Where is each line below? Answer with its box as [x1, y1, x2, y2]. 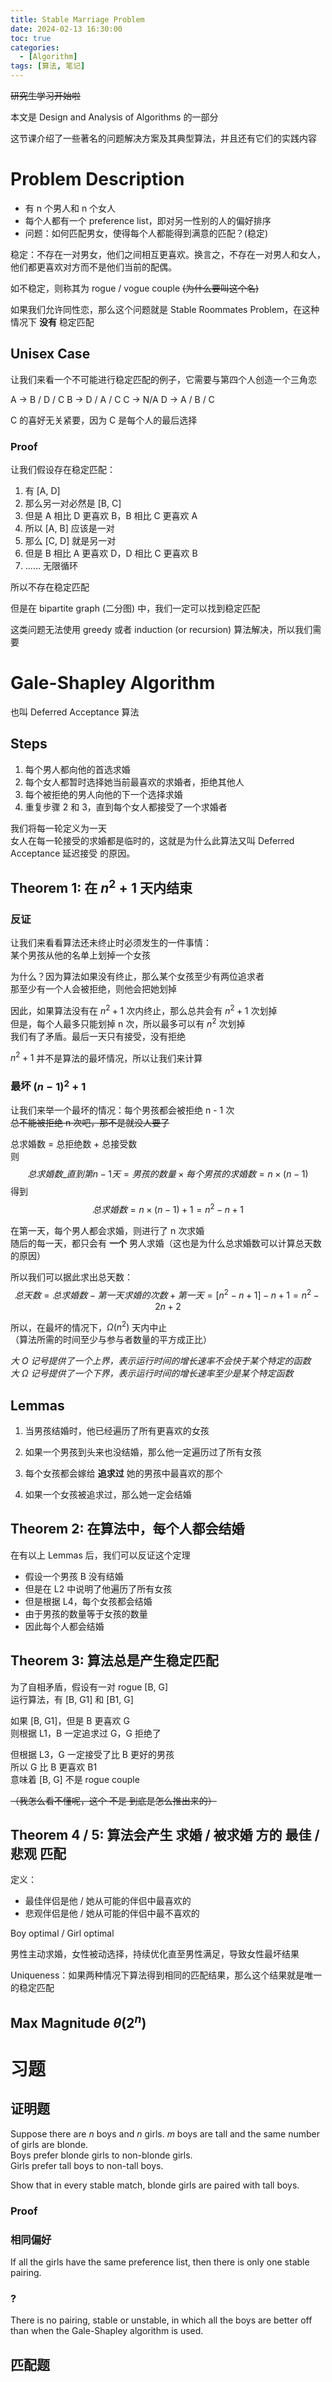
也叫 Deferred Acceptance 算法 [10, 706, 140, 718]
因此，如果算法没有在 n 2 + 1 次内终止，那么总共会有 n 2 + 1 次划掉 [10, 1003, 278, 1017]
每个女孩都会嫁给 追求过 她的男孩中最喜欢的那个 [24, 1467, 223, 1479]
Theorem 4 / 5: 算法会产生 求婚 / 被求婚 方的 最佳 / [10, 1827, 320, 1843]
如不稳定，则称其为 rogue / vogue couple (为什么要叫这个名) [10, 282, 260, 294]
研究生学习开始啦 [10, 90, 81, 101]
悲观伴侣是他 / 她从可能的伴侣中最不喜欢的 [24, 1907, 200, 1920]
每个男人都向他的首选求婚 [24, 763, 131, 775]
